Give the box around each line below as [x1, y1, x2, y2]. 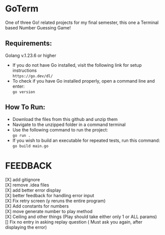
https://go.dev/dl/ [12, 73, 53, 79]
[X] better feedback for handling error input [5, 192, 95, 198]
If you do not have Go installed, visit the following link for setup [12, 62, 142, 68]
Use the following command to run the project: [12, 126, 108, 132]
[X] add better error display [5, 187, 61, 193]
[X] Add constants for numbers [5, 203, 69, 209]
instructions [12, 67, 37, 73]
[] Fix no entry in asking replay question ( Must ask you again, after [5, 219, 143, 225]
